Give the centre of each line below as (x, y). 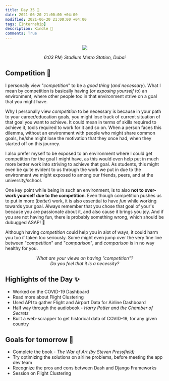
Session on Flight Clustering (42, 373)
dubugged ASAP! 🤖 (25, 222)
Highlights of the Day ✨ (43, 280)
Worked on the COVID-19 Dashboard (51, 291)
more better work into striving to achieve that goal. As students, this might (82, 164)
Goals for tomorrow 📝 (40, 340)
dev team (22, 363)
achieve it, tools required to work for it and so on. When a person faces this (83, 128)
